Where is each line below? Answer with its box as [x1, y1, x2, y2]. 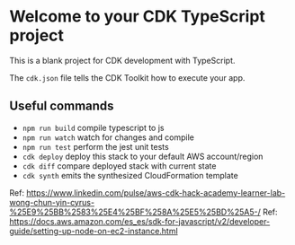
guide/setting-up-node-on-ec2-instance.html [9, 225, 178, 236]
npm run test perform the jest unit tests [22, 141, 169, 152]
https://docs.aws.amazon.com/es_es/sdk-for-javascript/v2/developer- [9, 215, 271, 226]
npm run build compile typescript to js [22, 122, 165, 133]
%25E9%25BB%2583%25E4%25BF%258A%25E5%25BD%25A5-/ [9, 206, 261, 217]
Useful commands [9, 99, 114, 114]
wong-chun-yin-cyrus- [9, 197, 95, 207]
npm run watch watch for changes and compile [22, 132, 195, 143]
